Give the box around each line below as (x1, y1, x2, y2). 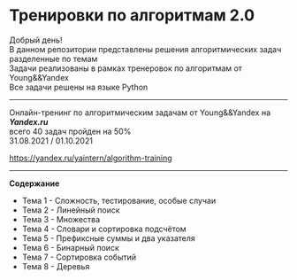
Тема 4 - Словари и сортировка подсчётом (21, 223, 187, 234)
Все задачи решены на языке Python (9, 82, 148, 92)
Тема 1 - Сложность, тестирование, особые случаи (21, 195, 217, 206)
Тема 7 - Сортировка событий (21, 252, 137, 262)
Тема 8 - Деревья (21, 261, 90, 271)
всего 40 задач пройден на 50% (9, 126, 132, 136)
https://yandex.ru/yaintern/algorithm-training (9, 152, 172, 163)
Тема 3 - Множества (21, 214, 101, 224)
